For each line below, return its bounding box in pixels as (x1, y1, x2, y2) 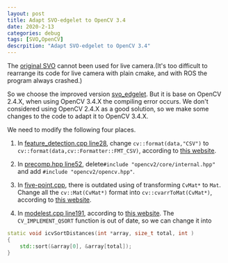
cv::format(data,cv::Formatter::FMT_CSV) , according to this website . (17, 147, 217, 154)
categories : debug (7, 29, 60, 37)
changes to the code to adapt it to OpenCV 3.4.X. (7, 112, 149, 120)
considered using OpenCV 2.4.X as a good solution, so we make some (7, 105, 209, 113)
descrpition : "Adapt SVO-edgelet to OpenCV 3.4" (7, 42, 151, 49)
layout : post (7, 10, 45, 17)
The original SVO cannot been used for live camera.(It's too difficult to (7, 62, 208, 70)
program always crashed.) (7, 77, 83, 84)
